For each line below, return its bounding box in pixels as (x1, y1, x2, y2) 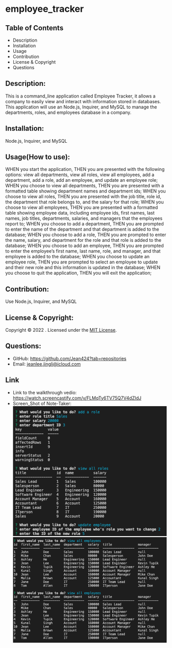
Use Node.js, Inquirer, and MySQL (5, 298, 77, 304)
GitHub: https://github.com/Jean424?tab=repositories (12, 355, 126, 361)
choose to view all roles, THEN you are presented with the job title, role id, (5, 194, 161, 200)
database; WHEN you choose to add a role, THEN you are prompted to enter (5, 232, 166, 238)
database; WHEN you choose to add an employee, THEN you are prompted (5, 242, 164, 249)
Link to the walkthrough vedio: (12, 389, 77, 395)
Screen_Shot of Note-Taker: (12, 400, 72, 406)
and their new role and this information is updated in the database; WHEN (5, 264, 161, 271)
